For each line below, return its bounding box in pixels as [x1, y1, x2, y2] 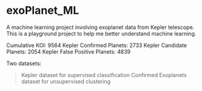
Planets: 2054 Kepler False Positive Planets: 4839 [6, 48, 131, 55]
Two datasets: [6, 60, 42, 67]
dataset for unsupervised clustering [21, 78, 111, 85]
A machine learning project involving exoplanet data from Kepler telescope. [6, 24, 195, 31]
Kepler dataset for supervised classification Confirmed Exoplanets [21, 71, 187, 78]
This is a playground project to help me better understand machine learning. [6, 30, 197, 37]
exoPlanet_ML [6, 4, 79, 17]
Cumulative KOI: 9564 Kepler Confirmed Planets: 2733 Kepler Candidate [6, 42, 187, 49]
